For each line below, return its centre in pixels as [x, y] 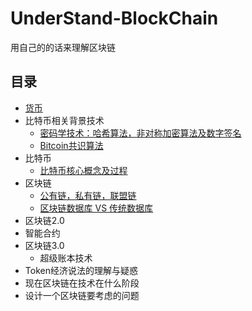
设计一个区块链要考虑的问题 [82, 295]
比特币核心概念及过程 [83, 170]
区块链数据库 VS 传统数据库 [96, 208]
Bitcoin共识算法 [71, 145]
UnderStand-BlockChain [114, 18]
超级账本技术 [66, 258]
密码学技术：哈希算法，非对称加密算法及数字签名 [140, 133]
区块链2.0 [44, 220]
